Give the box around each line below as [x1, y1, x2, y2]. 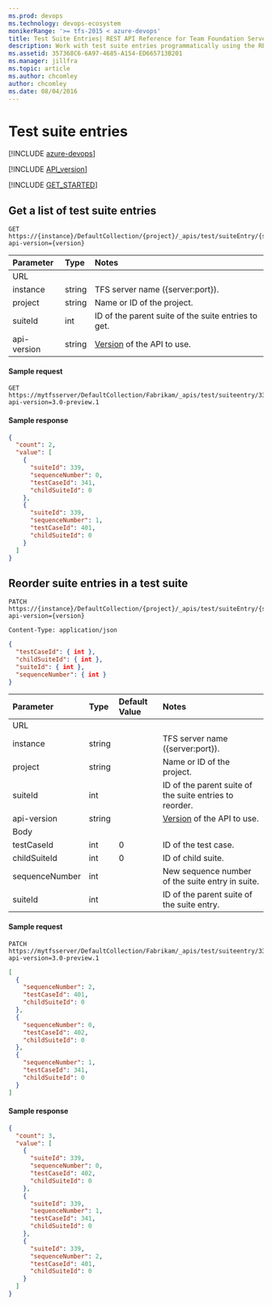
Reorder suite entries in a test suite [8, 576, 189, 590]
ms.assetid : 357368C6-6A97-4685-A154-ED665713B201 [8, 49, 183, 58]
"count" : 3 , [15, 1132, 57, 1140]
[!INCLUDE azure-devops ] [8, 149, 96, 159]
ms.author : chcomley [8, 72, 79, 80]
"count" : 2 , [15, 441, 57, 450]
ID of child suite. [162, 852, 224, 864]
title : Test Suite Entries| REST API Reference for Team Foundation [8, 34, 244, 43]
